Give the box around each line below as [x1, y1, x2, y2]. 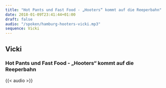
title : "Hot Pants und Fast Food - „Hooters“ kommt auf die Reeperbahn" [5, 7, 162, 13]
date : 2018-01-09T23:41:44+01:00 [5, 12, 76, 17]
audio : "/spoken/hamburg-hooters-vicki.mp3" [5, 21, 101, 27]
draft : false [5, 17, 33, 22]
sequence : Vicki [5, 26, 39, 31]
